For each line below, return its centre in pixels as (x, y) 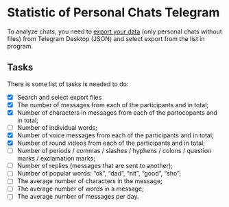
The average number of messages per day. (78, 197)
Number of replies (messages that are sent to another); (95, 166)
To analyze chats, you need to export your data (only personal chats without (115, 31)
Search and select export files (59, 97)
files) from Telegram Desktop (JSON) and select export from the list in (106, 38)
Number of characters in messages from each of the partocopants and (117, 112)
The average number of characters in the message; (89, 181)
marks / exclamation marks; (56, 158)
